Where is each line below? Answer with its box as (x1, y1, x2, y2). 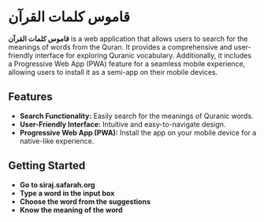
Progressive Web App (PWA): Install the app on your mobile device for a (19, 128, 257, 137)
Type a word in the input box (19, 188, 115, 198)
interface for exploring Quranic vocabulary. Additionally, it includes (35, 50, 252, 60)
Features (8, 91, 53, 104)
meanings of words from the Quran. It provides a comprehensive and (8, 42, 232, 51)
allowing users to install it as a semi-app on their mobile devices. (8, 67, 218, 76)
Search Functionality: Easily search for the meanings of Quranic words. (19, 111, 254, 120)
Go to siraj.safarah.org (19, 179, 96, 189)
